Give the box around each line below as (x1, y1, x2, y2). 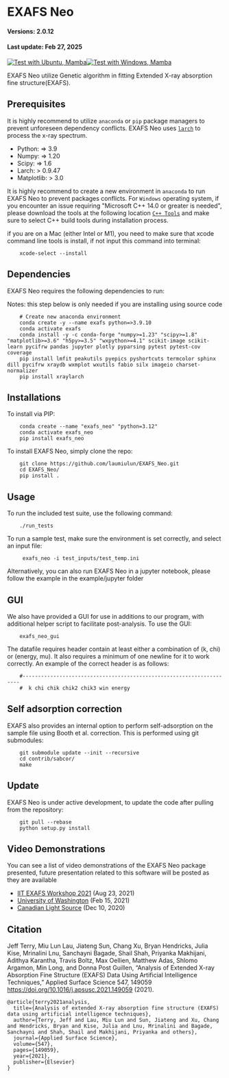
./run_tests (19, 522, 53, 530)
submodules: (7, 736, 44, 744)
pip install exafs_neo (19, 435, 84, 442)
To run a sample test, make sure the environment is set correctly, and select (7, 535, 221, 543)
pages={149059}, (13, 1046, 60, 1054)
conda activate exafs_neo (19, 429, 94, 436)
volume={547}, (13, 1041, 53, 1048)
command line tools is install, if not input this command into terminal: (7, 236, 201, 245)
